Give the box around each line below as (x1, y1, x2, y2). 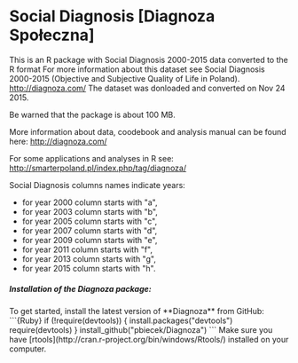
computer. (9, 343, 47, 354)
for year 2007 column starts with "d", (21, 225, 158, 236)
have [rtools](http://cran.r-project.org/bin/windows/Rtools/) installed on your (9, 334, 289, 344)
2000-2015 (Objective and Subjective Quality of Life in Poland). (9, 73, 240, 83)
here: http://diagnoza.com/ (9, 136, 107, 146)
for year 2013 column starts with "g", (21, 253, 157, 264)
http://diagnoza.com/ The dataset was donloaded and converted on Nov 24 (9, 83, 286, 93)
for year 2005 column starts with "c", (21, 216, 158, 226)
